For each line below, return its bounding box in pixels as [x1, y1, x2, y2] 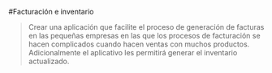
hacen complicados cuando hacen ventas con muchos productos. [28, 39, 250, 49]
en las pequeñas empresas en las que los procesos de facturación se [28, 31, 261, 40]
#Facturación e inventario [8, 7, 94, 16]
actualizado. [28, 56, 70, 66]
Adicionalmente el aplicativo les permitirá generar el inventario [28, 48, 238, 57]
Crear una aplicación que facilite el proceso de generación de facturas [28, 22, 265, 31]
